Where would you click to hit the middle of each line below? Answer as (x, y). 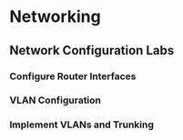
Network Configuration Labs (92, 50)
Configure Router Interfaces (73, 76)
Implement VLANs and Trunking (82, 125)
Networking (56, 17)
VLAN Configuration (56, 100)
